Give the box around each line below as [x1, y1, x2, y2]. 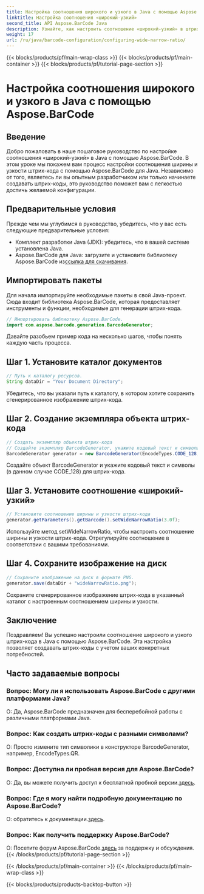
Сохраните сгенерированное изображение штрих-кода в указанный [6, 591, 185, 599]
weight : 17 [6, 32, 34, 38]
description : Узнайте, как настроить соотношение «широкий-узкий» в [6, 26, 183, 32]
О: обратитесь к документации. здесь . [6, 815, 105, 822]
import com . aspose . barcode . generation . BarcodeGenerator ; [6, 321, 154, 328]
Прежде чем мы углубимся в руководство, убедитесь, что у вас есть [6, 220, 187, 227]
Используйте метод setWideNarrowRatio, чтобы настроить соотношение [6, 528, 194, 535]
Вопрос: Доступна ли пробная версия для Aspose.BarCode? [6, 765, 194, 774]
